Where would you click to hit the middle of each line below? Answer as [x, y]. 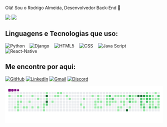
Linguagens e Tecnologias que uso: [62, 34]
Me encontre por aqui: [40, 67]
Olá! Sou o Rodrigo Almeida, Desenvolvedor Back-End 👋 [63, 8]
